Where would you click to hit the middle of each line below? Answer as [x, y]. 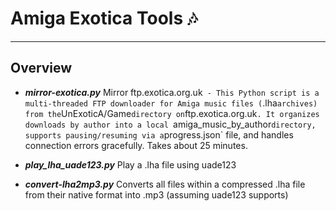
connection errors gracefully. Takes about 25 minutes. [136, 145]
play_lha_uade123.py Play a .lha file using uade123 [130, 164]
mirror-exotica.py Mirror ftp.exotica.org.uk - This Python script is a [172, 92]
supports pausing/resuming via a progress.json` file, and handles [159, 134]
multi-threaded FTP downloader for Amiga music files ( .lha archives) [171, 103]
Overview [41, 68]
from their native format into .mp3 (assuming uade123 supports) [156, 194]
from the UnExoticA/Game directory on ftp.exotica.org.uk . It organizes [172, 113]
